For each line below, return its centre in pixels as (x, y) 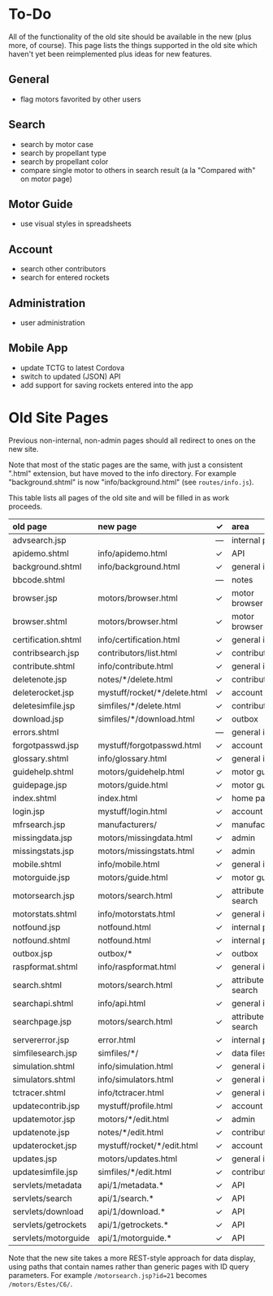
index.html (117, 798)
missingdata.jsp (43, 838)
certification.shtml (47, 639)
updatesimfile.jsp (45, 1172)
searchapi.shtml (43, 1003)
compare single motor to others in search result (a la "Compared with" (138, 170)
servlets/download (48, 1211)
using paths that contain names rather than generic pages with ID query (129, 1266)
